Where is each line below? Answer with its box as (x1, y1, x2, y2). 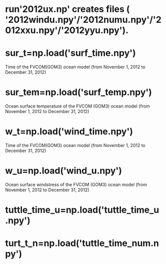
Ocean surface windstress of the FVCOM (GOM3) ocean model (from (5, 181, 148, 187)
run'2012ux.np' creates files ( (5, 3, 130, 15)
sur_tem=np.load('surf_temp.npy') (5, 87, 153, 98)
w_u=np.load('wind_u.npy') (5, 165, 122, 176)
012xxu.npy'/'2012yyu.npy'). (5, 25, 129, 36)
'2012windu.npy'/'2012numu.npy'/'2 (5, 14, 162, 25)
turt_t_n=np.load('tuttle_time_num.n (5, 238, 159, 249)
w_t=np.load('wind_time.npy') (5, 126, 133, 137)
